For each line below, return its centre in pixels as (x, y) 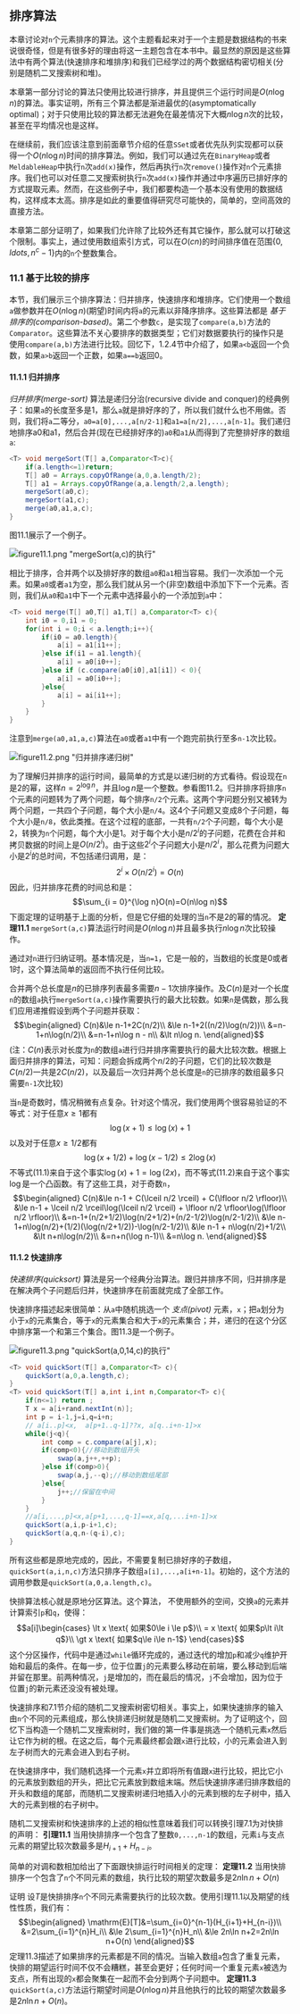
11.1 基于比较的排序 (50, 278)
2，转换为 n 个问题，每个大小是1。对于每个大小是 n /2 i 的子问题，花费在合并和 (147, 832)
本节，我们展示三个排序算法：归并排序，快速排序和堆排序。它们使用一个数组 (150, 299)
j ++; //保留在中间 (86, 1492)
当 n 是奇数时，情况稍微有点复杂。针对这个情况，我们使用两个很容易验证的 (144, 1102)
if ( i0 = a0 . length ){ (79, 637)
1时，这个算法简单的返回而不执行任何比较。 (89, 969)
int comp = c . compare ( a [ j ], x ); (100, 1442)
